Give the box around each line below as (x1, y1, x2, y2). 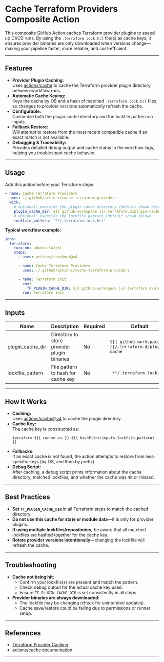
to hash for (51, 370, 76, 376)
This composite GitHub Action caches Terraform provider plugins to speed (5, 30, 155, 36)
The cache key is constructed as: (12, 426, 79, 432)
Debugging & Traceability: (12, 139, 67, 145)
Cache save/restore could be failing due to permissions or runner (19, 605, 151, 611)
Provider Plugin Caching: (12, 77, 64, 83)
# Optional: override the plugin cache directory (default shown (14, 205, 150, 209)
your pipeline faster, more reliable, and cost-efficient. (20, 45, 128, 51)
